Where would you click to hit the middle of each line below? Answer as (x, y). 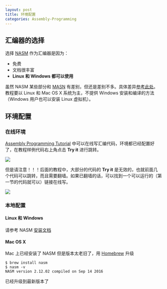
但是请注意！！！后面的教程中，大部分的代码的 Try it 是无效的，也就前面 (80, 169)
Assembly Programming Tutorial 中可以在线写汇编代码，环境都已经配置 (78, 143)
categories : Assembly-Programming (41, 19)
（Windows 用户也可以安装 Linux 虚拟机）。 (49, 99)
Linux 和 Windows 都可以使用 (43, 76)
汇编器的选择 (25, 40)
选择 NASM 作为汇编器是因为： (37, 53)
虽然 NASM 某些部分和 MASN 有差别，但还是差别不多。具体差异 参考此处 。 (82, 87)
